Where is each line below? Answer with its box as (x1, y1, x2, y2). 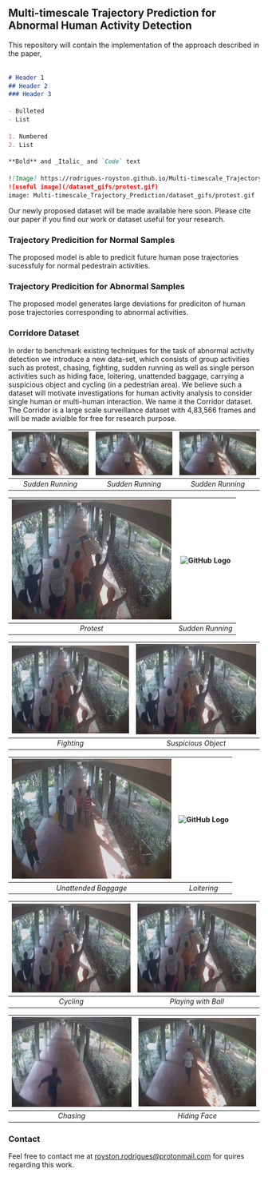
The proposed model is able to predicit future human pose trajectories (8, 252, 239, 262)
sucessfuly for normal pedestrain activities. (8, 261, 151, 271)
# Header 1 (8, 74, 45, 82)
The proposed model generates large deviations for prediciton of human (8, 299, 246, 308)
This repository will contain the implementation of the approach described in (8, 40, 259, 50)
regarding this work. (8, 1160, 74, 1170)
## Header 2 (8, 82, 48, 90)
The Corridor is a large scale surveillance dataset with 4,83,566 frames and (8, 405, 257, 415)
